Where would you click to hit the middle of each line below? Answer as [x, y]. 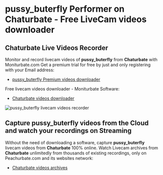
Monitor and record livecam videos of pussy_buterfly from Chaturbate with [81, 59]
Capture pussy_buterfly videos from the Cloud [77, 123]
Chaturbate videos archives [40, 168]
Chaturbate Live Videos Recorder [57, 48]
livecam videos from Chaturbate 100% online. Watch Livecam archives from [81, 148]
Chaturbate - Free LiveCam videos [76, 19]
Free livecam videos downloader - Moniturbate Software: [62, 89]
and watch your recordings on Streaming [68, 131]
